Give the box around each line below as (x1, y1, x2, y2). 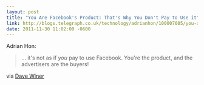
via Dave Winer (6, 72, 44, 80)
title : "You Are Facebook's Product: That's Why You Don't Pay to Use (6, 15, 189, 21)
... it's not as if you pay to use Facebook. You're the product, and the (21, 54, 193, 61)
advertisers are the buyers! (21, 61, 89, 68)
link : (6, 20, 20, 26)
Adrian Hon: (6, 42, 36, 50)
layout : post (6, 8, 39, 15)
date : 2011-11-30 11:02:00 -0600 (6, 25, 91, 32)
